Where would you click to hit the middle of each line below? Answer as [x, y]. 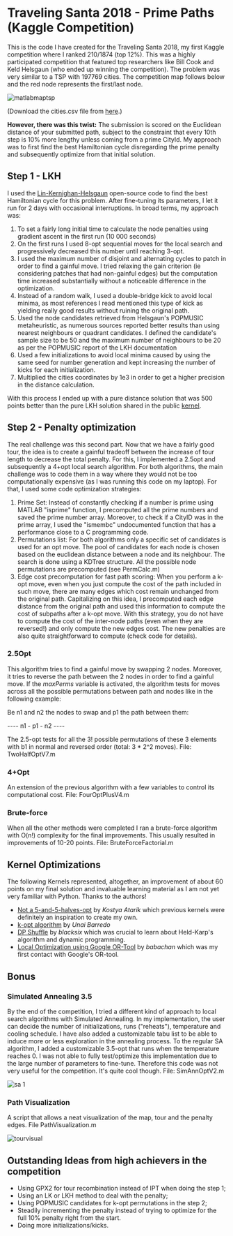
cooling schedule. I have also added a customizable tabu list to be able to [112, 1034]
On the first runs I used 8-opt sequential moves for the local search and [120, 244]
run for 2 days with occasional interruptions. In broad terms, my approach [113, 208]
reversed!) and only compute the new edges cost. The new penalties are [121, 628]
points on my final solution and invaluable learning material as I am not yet [113, 889]
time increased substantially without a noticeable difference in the [112, 281]
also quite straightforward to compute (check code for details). [107, 636]
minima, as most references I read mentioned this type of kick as [110, 303]
